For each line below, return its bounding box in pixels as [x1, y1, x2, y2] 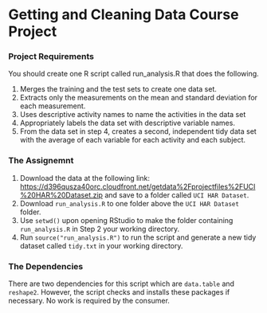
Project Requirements [8, 51, 94, 62]
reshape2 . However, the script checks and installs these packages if [8, 288, 230, 297]
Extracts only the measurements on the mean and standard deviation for [19, 93, 257, 103]
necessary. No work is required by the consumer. [8, 296, 170, 306]
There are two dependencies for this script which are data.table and [8, 279, 235, 288]
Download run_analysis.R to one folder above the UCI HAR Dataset [19, 198, 239, 208]
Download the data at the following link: [19, 173, 150, 182]
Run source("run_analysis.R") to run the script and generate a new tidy [19, 233, 257, 242]
